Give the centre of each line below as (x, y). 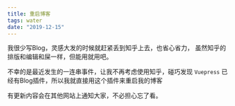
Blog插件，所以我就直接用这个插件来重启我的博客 (91, 81)
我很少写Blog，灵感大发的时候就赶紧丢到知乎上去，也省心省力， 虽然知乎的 (117, 48)
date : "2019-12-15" (36, 27)
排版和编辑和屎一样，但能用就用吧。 (60, 57)
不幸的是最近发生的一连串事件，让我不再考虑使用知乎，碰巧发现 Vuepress (114, 72)
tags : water (25, 20)
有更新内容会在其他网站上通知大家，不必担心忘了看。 (85, 95)
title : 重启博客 (29, 14)
